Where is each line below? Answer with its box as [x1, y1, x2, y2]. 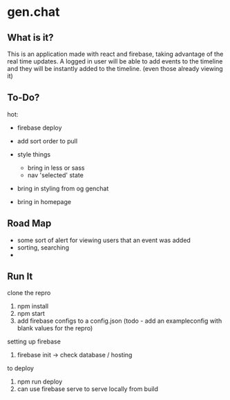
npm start [17, 310, 45, 318]
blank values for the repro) [17, 324, 93, 332]
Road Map [7, 218, 52, 230]
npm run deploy [17, 377, 63, 386]
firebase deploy [17, 123, 62, 132]
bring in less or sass [27, 163, 85, 172]
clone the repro [7, 289, 51, 297]
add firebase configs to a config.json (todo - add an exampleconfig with [17, 317, 222, 325]
